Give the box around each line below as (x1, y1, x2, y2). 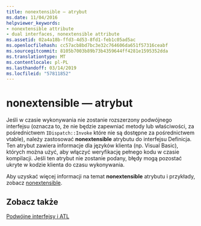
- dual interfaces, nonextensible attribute (6, 31, 120, 37)
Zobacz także (6, 196, 58, 207)
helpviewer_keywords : (6, 20, 61, 26)
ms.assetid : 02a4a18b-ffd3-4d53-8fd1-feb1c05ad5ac (6, 37, 136, 43)
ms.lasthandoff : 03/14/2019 (6, 64, 77, 71)
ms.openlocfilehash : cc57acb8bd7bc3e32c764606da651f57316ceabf (6, 43, 169, 49)
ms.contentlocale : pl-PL (6, 59, 69, 65)
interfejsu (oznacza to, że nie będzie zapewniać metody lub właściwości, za (6, 123, 194, 130)
